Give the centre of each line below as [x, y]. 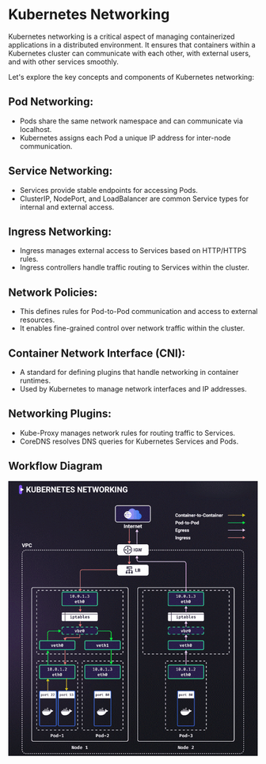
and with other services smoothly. [63, 62]
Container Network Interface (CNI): [97, 353]
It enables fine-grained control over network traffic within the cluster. [132, 328]
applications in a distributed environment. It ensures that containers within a [132, 44]
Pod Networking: [51, 102]
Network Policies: [53, 292]
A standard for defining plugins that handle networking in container [129, 372]
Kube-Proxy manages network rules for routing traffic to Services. [127, 433]
